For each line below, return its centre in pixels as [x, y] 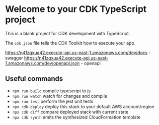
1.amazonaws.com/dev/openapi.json [42, 63]
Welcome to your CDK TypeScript [76, 9]
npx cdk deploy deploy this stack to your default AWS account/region [83, 106]
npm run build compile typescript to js [51, 91]
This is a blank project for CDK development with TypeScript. [68, 33]
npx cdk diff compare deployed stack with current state [70, 112]
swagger [14, 58]
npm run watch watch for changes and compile [60, 96]
